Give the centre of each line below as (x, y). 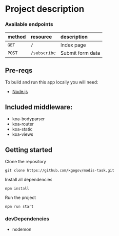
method (17, 37)
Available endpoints (29, 24)
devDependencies (27, 218)
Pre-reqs (19, 70)
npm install (17, 188)
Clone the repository (26, 161)
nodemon (22, 229)
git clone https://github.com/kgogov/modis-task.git (60, 170)
